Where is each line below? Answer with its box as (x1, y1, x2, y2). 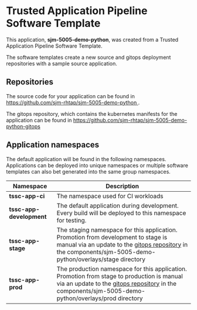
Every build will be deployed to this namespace (56, 209, 186, 217)
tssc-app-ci (9, 192, 45, 200)
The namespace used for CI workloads (56, 192, 164, 200)
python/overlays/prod (56, 294, 117, 302)
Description (105, 182, 140, 190)
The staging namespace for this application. (56, 225, 178, 234)
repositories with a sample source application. (6, 60, 117, 67)
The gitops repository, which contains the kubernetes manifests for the (6, 110, 178, 117)
